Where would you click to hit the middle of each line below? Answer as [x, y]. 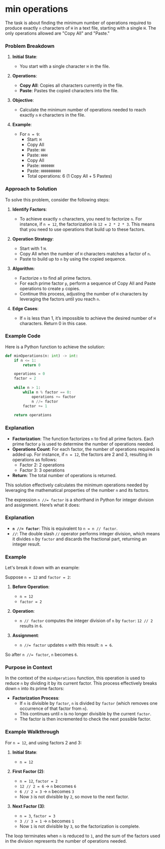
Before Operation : [31, 587]
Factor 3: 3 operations [42, 470]
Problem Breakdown [30, 46]
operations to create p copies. [50, 288]
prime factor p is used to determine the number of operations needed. [83, 444]
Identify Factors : [30, 209]
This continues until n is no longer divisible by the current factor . [85, 714]
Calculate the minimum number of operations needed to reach [83, 110]
